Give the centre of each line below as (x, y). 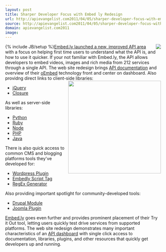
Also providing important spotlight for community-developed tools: (73, 193)
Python (20, 117)
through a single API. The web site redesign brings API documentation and (81, 68)
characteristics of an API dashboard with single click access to (69, 233)
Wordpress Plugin (30, 173)
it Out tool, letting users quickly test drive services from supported (73, 223)
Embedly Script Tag (32, 179)
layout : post (19, 10)
